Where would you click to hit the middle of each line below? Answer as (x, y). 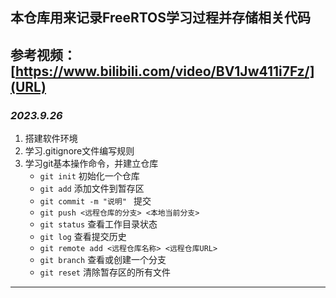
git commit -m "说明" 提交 (95, 201)
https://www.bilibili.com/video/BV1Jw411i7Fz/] (164, 71)
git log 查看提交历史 (83, 237)
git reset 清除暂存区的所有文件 (105, 272)
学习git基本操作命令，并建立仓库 (91, 164)
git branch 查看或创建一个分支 (103, 260)
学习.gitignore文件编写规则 (79, 151)
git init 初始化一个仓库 (89, 176)
